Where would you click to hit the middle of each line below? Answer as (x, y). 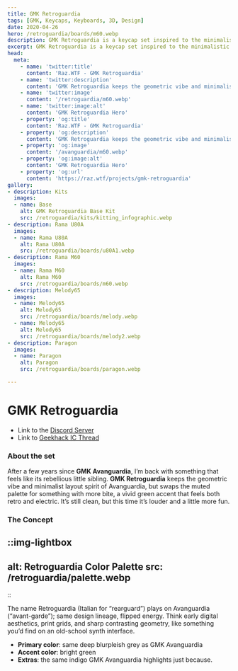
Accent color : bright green (57, 653)
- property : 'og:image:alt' (61, 159)
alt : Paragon (39, 363)
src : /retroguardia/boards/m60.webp (74, 284)
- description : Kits (38, 192)
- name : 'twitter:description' (66, 80)
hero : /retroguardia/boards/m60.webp (63, 34)
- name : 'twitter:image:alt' (63, 106)
